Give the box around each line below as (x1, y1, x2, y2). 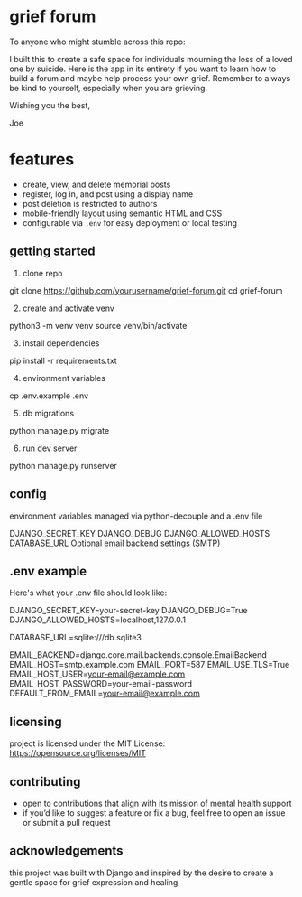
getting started (9, 244, 96, 259)
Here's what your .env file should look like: (9, 587, 168, 598)
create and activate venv (22, 303, 114, 313)
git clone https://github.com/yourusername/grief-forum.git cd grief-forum (9, 285, 283, 295)
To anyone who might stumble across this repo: (9, 36, 187, 47)
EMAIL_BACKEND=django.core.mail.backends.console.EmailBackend (9, 649, 268, 660)
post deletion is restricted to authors (22, 198, 158, 209)
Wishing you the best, (9, 99, 90, 110)
